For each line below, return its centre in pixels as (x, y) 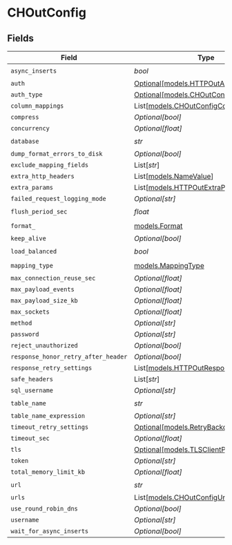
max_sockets (30, 312)
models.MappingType (170, 265)
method (21, 323)
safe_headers (32, 379)
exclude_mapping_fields (50, 165)
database (25, 141)
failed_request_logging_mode (58, 199)
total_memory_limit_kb (48, 472)
